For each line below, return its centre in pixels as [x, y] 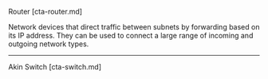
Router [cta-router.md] [45, 12]
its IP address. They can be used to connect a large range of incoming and [131, 36]
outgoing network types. [49, 44]
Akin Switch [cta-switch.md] [55, 67]
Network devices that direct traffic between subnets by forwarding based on [134, 27]
